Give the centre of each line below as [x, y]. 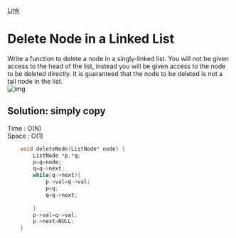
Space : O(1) [26, 136]
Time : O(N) [25, 128]
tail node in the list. [35, 81]
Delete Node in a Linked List [91, 39]
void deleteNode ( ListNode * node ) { [73, 148]
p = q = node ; [47, 162]
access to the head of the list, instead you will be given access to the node [117, 66]
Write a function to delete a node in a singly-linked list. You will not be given [118, 58]
